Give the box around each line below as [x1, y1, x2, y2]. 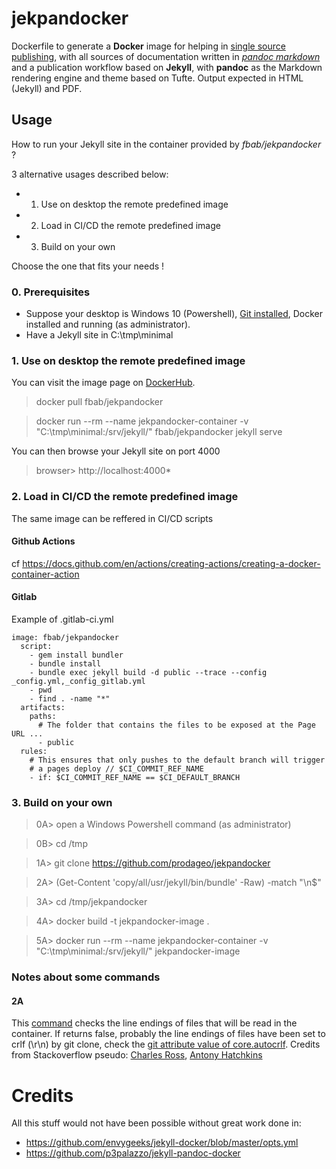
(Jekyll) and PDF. [11, 82, 83, 94]
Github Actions [11, 535, 76, 547]
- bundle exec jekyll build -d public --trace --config [29, 668, 268, 678]
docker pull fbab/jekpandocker [35, 396, 164, 408]
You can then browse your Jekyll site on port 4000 [11, 445, 221, 457]
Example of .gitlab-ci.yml [11, 613, 114, 626]
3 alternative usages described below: [11, 168, 169, 180]
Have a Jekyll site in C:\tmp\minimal [25, 329, 174, 341]
